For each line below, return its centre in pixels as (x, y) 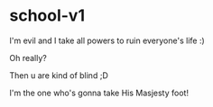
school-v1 (47, 16)
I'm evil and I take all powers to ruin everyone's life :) (107, 40)
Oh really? (28, 58)
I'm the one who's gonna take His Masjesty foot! (99, 93)
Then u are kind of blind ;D (59, 75)
